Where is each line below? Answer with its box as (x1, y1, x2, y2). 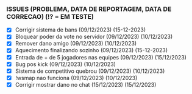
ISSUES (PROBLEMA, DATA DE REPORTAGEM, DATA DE (6, 5, 172, 13)
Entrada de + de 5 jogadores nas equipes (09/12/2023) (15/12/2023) (15, 53, 187, 61)
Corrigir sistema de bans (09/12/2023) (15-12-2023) (15, 26, 146, 33)
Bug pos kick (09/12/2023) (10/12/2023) (15, 60, 116, 68)
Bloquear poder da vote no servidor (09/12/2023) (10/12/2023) (15, 33, 172, 41)
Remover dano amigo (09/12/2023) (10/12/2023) (15, 40, 137, 47)
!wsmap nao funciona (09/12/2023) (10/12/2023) (15, 74, 138, 81)
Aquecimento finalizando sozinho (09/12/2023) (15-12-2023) (15, 47, 168, 54)
